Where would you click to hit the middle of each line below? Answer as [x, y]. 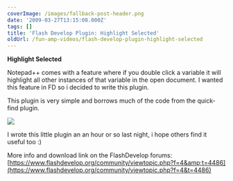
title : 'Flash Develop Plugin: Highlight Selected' [83, 33]
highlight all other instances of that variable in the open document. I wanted [115, 80]
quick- [207, 101]
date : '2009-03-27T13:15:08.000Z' [57, 20]
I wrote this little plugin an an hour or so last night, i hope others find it [107, 135]
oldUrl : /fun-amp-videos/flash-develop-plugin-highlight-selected [105, 40]
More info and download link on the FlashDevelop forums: [90, 155]
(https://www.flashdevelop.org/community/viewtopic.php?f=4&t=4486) [109, 170]
